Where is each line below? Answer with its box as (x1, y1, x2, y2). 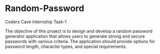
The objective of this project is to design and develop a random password (5, 28, 153, 34)
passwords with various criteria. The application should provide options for (5, 38, 156, 44)
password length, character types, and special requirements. (5, 43, 127, 49)
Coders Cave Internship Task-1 (5, 19, 67, 25)
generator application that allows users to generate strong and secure (5, 33, 145, 39)
